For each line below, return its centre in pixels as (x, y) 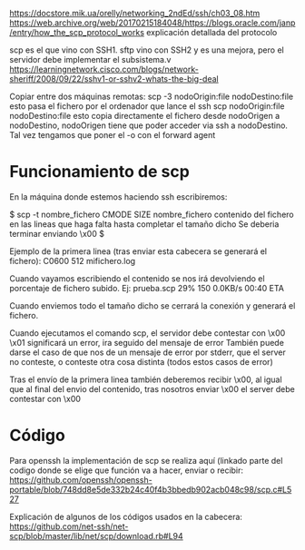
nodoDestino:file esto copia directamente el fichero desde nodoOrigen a (145, 116)
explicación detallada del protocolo (212, 32)
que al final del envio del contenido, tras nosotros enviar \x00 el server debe (152, 388)
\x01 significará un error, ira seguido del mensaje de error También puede (147, 342)
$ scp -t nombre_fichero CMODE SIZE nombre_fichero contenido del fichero (152, 214)
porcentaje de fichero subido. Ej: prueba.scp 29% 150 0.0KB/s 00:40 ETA (147, 288)
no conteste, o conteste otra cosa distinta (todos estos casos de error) (142, 361)
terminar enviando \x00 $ (57, 233)
